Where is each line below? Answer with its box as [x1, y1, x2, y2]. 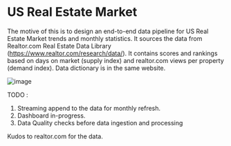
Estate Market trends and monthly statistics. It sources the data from [7, 34, 203, 42]
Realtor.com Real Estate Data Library [7, 42, 112, 50]
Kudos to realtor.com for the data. [7, 132, 104, 140]
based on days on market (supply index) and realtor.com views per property [7, 56, 225, 64]
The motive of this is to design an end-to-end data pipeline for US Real [7, 27, 209, 35]
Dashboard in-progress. [17, 111, 86, 120]
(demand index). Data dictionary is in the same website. [7, 64, 166, 72]
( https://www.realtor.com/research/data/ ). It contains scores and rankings [7, 49, 218, 57]
